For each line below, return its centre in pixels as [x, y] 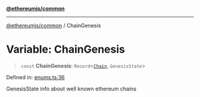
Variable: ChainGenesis [65, 49]
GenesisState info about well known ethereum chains [71, 89]
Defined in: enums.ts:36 [36, 77]
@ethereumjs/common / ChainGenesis [54, 25]
